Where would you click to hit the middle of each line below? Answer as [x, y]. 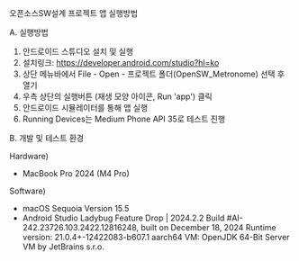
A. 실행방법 [29, 32]
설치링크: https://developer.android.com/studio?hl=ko [121, 63]
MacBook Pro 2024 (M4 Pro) [76, 173]
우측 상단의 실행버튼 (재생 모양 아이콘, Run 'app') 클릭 [118, 96]
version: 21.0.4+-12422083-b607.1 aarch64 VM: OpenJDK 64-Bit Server [156, 237]
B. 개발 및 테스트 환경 [46, 138]
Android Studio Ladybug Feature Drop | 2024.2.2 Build [123, 218]
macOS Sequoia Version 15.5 [76, 208]
